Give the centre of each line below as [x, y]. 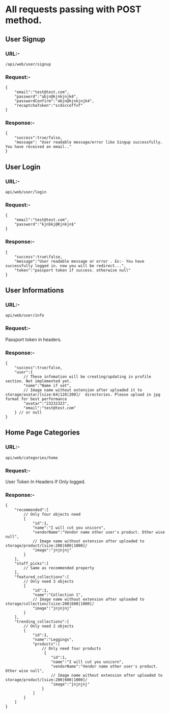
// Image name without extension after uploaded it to [83, 390]
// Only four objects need [52, 515]
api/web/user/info [25, 315]
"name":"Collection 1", [58, 595]
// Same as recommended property [59, 568]
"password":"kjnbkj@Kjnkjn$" [45, 224]
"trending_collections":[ [42, 622]
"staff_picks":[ [32, 564]
